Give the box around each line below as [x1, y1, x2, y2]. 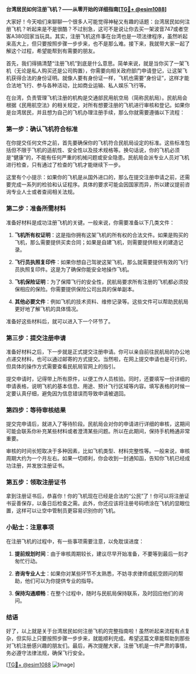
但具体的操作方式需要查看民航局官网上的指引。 [6, 362, 118, 369]
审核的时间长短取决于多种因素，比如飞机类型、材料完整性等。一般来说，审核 [6, 447, 190, 454]
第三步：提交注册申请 [6, 334, 66, 342]
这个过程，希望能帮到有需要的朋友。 [10, 47, 98, 54]
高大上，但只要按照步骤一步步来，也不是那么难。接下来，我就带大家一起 [10, 40, 185, 47]
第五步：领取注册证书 [6, 478, 66, 487]
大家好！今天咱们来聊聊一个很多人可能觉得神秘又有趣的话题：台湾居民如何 [6, 18, 185, 25]
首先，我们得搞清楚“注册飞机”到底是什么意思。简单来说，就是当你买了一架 [6, 60, 185, 67]
